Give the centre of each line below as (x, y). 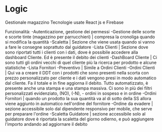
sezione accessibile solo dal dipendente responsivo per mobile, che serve (79, 109)
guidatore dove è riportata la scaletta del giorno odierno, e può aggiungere (79, 119)
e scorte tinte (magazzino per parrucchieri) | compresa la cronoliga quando (80, 37)
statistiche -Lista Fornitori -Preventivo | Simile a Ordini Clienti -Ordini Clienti (80, 67)
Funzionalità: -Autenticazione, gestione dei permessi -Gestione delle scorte (80, 31)
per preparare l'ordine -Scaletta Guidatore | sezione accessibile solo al (75, 114)
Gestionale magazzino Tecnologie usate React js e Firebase (64, 22)
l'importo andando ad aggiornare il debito (46, 124)
